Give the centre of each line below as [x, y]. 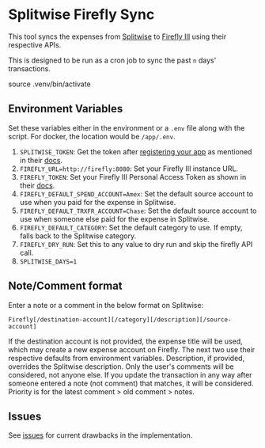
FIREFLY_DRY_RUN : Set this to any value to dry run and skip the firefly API [136, 244]
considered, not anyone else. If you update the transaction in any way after [130, 374]
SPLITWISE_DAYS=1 [48, 262]
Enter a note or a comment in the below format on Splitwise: [106, 305]
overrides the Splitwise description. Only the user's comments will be [121, 366]
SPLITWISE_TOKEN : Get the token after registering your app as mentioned [136, 151]
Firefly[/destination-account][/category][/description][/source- [120, 319]
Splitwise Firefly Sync [81, 15]
